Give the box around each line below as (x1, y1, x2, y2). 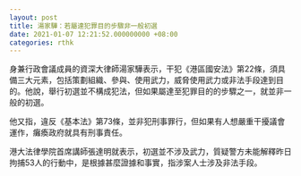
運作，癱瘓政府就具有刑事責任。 (9, 127, 127, 138)
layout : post (9, 13, 58, 22)
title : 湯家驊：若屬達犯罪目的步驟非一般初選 (9, 21, 159, 30)
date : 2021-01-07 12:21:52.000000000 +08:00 (9, 29, 178, 38)
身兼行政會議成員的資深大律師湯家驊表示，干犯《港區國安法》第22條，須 (9, 63, 279, 74)
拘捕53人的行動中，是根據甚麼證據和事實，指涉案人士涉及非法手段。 (9, 157, 262, 168)
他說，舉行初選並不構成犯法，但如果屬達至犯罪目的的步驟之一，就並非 (24, 86, 284, 96)
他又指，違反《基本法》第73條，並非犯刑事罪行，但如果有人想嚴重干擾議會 (9, 116, 286, 127)
